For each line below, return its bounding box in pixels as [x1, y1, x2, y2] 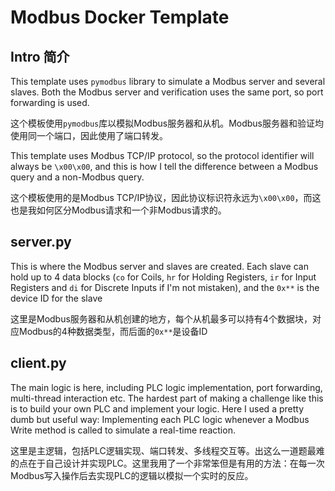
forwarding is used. [10, 97, 90, 108]
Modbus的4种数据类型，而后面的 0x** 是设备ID [18, 325, 208, 337]
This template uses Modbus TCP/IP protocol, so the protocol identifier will [10, 150, 315, 161]
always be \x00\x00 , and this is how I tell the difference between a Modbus [10, 161, 319, 172]
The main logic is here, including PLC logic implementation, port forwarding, [10, 381, 323, 393]
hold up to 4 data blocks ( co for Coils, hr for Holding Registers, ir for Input [10, 271, 317, 283]
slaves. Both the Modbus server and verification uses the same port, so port [10, 86, 324, 98]
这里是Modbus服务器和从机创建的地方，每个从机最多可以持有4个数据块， [10, 312, 313, 325]
